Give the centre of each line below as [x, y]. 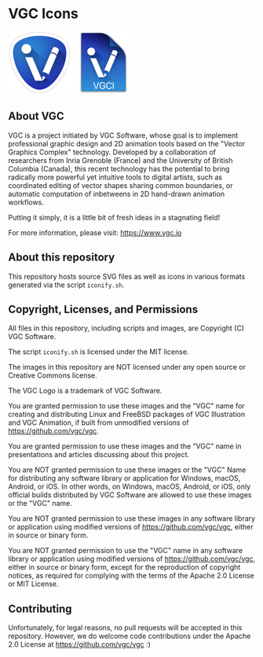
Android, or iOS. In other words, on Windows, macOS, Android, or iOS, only [130, 487]
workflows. [26, 202]
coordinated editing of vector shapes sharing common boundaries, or [121, 185]
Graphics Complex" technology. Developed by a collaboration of [112, 152]
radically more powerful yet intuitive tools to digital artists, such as [115, 177]
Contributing [40, 609]
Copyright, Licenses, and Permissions [103, 309]
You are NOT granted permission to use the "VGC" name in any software [126, 551]
